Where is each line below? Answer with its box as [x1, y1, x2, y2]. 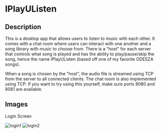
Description [5, 23, 41, 31]
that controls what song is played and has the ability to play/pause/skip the [5, 51, 155, 57]
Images [5, 100, 28, 109]
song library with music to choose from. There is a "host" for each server [5, 46, 151, 51]
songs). [5, 62, 20, 67]
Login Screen [5, 113, 32, 119]
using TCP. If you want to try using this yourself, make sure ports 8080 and [5, 81, 155, 87]
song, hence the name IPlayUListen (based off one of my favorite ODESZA [5, 56, 154, 62]
